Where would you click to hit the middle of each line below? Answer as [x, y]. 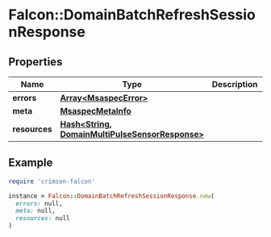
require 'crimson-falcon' [52, 181]
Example [31, 163]
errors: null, [39, 203]
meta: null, [36, 211]
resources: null [43, 218]
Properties [35, 62]
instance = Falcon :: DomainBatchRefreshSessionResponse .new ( [112, 196]
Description [235, 84]
